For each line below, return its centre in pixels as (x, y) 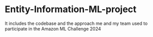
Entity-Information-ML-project (71, 9)
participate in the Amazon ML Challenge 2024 (53, 28)
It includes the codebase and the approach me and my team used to (76, 23)
